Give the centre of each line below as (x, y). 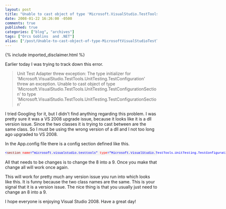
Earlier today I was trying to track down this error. (54, 64)
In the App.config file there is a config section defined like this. (67, 144)
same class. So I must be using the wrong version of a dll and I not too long (80, 129)
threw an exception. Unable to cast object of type (66, 84)
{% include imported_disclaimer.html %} (45, 55)
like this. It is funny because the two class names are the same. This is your (80, 181)
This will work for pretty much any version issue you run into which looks (78, 177)
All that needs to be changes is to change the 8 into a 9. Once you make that (81, 162)
